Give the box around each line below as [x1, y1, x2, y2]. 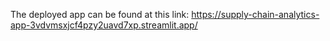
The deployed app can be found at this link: [10, 9, 190, 20]
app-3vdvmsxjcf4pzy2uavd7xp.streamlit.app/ [10, 19, 198, 31]
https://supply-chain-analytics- [191, 9, 320, 20]
